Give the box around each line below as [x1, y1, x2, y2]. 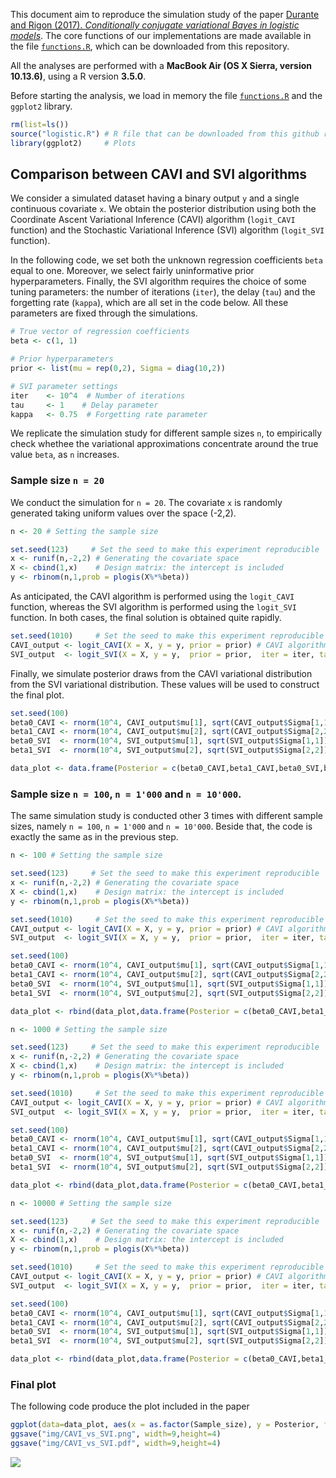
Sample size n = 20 [10, 474, 105, 488]
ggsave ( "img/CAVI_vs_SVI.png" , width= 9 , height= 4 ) [10, 1429, 222, 1439]
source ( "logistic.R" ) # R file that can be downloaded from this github [10, 129, 320, 139]
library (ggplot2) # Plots [10, 138, 137, 148]
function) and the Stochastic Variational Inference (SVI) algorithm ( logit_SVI [10, 224, 325, 236]
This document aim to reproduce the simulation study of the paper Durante [10, 9, 320, 20]
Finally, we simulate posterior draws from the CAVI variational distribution [10, 667, 313, 679]
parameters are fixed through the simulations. [10, 307, 198, 319]
